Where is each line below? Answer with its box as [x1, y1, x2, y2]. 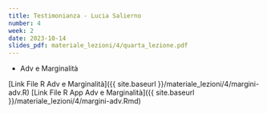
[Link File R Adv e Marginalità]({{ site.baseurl [8, 79, 156, 89]
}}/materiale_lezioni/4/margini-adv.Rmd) [8, 96, 142, 106]
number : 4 [8, 19, 42, 27]
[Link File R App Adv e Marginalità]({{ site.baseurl [30, 88, 195, 97]
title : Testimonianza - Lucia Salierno [8, 11, 142, 20]
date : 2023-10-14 [8, 34, 67, 43]
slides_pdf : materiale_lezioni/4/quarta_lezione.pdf [8, 42, 188, 50]
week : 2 [8, 26, 34, 35]
